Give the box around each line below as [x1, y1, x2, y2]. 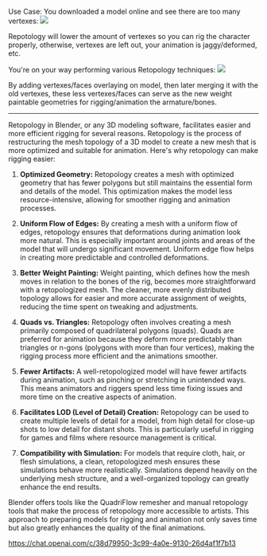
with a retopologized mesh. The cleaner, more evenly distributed [19, 285, 231, 294]
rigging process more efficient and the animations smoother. [19, 351, 219, 361]
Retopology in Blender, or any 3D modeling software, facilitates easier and [8, 120, 251, 130]
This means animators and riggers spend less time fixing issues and [19, 384, 242, 393]
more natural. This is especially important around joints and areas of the [19, 236, 256, 245]
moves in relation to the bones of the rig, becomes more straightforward [19, 276, 256, 286]
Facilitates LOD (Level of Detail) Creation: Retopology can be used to [19, 408, 249, 417]
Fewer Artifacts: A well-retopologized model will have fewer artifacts [19, 366, 247, 376]
